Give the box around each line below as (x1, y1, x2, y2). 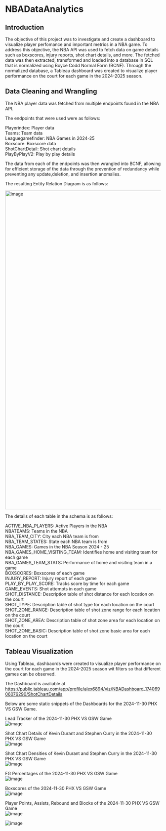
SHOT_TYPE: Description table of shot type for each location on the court (5, 601, 155, 607)
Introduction (5, 23, 44, 32)
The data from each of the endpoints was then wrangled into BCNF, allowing (5, 161, 161, 166)
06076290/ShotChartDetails (5, 691, 63, 697)
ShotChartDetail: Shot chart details (5, 146, 76, 152)
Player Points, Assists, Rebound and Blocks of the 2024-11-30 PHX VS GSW (5, 800, 160, 806)
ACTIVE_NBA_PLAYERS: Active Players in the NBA (5, 523, 108, 529)
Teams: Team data (5, 130, 43, 136)
